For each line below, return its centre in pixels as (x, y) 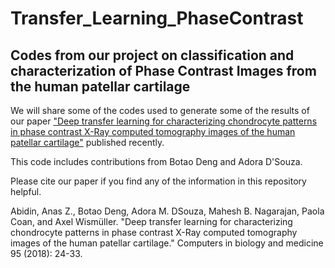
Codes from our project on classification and (152, 55)
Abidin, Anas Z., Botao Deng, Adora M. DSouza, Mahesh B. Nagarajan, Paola (167, 211)
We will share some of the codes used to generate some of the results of (160, 110)
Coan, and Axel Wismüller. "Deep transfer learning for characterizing (151, 221)
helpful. (26, 191)
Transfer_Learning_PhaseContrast (157, 18)
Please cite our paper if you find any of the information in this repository (158, 181)
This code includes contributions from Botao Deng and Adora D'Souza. (156, 161)
